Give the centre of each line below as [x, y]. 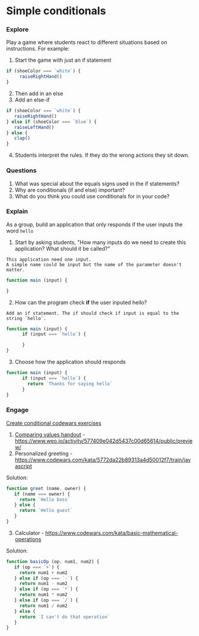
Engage [18, 410]
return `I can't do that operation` [65, 617]
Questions [21, 170]
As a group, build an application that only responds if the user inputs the [94, 224]
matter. [16, 270]
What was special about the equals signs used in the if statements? [97, 183]
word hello [20, 230]
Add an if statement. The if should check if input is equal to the [93, 313]
